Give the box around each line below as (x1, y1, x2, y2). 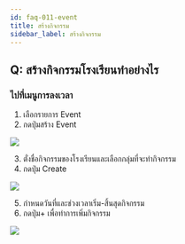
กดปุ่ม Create (22, 163, 67, 174)
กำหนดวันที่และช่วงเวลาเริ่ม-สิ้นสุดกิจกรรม (22, 198, 145, 209)
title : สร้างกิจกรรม (10, 21, 70, 30)
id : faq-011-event (10, 12, 78, 22)
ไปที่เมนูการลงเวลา (10, 89, 73, 101)
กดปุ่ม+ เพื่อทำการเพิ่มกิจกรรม (22, 208, 111, 218)
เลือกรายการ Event (22, 109, 81, 120)
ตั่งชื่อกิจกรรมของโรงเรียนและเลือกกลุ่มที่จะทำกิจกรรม (22, 153, 176, 164)
